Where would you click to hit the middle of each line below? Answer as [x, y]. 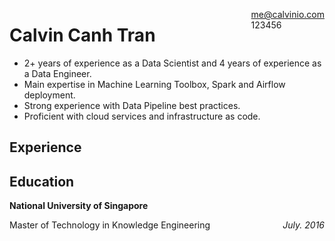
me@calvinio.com [287, 14]
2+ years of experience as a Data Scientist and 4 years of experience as [172, 63]
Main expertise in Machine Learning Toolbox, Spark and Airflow [154, 84]
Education [42, 181]
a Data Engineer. [57, 73]
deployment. [49, 95]
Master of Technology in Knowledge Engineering [110, 225]
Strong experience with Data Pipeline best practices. [132, 105]
